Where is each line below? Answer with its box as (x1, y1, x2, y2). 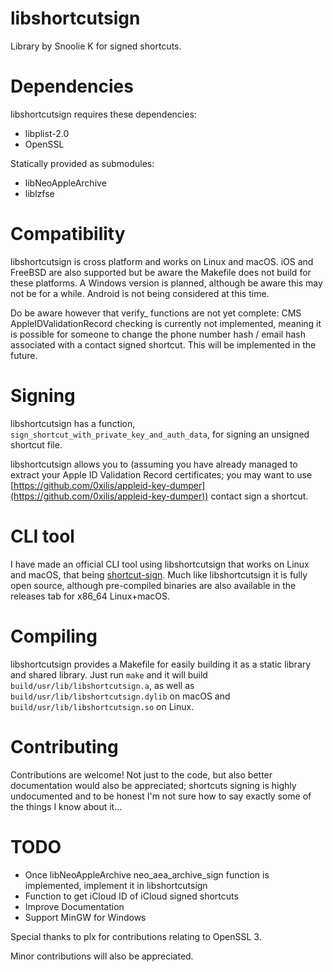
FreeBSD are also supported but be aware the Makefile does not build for (10, 266, 312, 278)
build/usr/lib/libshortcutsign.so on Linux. (10, 700, 195, 712)
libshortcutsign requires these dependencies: (10, 108, 197, 120)
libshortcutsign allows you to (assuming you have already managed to (10, 458, 298, 470)
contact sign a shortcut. (210, 490, 309, 502)
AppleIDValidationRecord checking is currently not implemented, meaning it (10, 317, 322, 329)
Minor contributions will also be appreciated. (10, 950, 194, 962)
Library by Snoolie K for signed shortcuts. (10, 40, 182, 52)
